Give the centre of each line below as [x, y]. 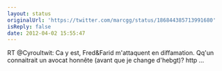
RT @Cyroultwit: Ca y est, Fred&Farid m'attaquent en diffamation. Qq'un [111, 53]
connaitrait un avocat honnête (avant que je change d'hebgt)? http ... [106, 61]
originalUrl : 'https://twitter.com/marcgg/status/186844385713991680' [112, 20]
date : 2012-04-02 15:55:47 [46, 33]
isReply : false [29, 26]
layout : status [29, 14]
